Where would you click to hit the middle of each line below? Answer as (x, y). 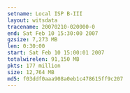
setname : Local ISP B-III (45, 14)
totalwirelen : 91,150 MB (43, 59)
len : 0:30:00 (26, 46)
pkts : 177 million (34, 66)
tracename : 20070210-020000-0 (51, 27)
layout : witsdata (32, 20)
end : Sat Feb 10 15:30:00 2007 (53, 33)
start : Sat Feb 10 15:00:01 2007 (56, 53)
